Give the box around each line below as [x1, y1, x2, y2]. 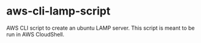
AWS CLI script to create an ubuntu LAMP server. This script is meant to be [6, 24, 195, 31]
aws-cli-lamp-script [6, 4, 111, 18]
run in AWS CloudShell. [6, 30, 65, 38]
